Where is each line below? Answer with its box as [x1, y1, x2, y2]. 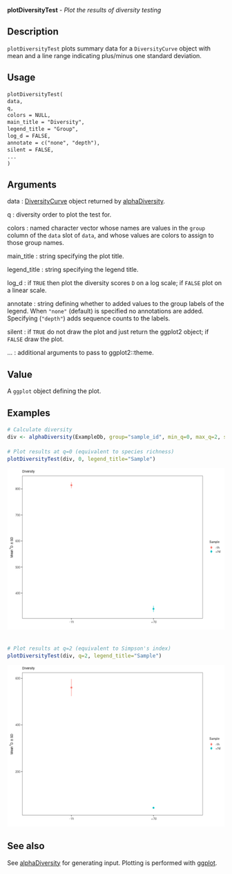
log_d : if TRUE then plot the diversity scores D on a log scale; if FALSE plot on [7, 279, 222, 287]
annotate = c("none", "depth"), [7, 139, 100, 146]
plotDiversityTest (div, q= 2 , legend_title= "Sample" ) [7, 652, 162, 659]
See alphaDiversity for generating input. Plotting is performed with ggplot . [7, 858, 217, 867]
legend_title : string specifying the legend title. [7, 266, 139, 274]
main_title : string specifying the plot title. [7, 252, 124, 260]
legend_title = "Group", [7, 125, 79, 132]
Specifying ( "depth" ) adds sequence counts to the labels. [7, 314, 171, 322]
